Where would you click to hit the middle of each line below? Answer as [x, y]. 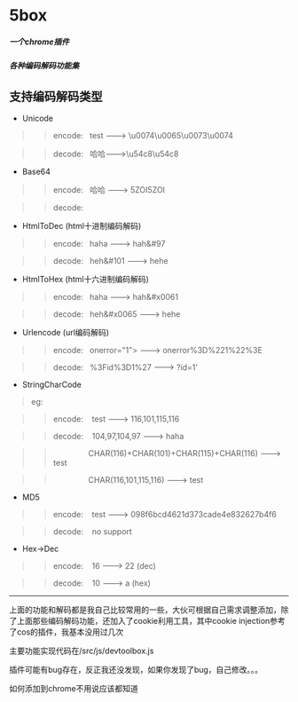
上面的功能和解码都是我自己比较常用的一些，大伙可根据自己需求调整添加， [145, 610]
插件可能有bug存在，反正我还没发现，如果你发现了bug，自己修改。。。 [136, 669]
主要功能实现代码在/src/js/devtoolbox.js [82, 651]
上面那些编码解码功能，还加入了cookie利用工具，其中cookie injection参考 [151, 620]
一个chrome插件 [39, 42]
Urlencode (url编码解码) [65, 332]
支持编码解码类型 [56, 96]
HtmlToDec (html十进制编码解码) [82, 225]
